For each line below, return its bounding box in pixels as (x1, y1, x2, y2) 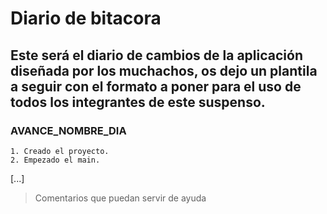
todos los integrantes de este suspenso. (10, 93, 266, 111)
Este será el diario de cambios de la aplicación (10, 47, 303, 64)
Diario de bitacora (10, 7, 162, 30)
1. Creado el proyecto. (10, 146, 110, 156)
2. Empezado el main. (10, 155, 101, 165)
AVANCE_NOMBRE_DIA (10, 123, 127, 137)
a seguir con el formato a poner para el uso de (10, 78, 302, 95)
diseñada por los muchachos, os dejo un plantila (10, 62, 318, 79)
